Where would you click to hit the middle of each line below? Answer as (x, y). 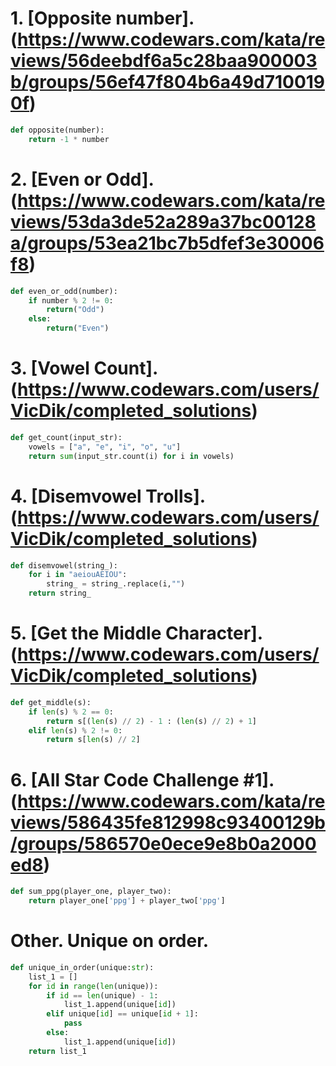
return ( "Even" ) (78, 328)
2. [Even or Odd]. (82, 179)
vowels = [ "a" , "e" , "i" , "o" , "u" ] (105, 447)
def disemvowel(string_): (64, 565)
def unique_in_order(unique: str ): (82, 967)
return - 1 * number (69, 139)
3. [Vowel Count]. (84, 368)
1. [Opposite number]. (102, 18)
